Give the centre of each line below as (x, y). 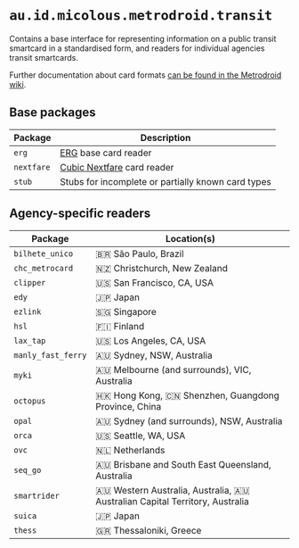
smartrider (36, 495)
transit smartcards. (44, 57)
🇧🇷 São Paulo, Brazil (139, 253)
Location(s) (190, 238)
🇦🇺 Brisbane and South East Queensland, (183, 464)
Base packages (53, 113)
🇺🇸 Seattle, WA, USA (140, 436)
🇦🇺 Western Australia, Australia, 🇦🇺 (173, 490)
